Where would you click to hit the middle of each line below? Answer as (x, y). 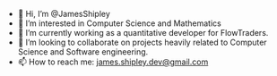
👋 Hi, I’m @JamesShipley (64, 14)
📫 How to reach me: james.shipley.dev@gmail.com (113, 62)
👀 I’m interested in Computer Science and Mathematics (119, 23)
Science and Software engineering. (83, 52)
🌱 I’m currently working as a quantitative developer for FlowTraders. (143, 33)
